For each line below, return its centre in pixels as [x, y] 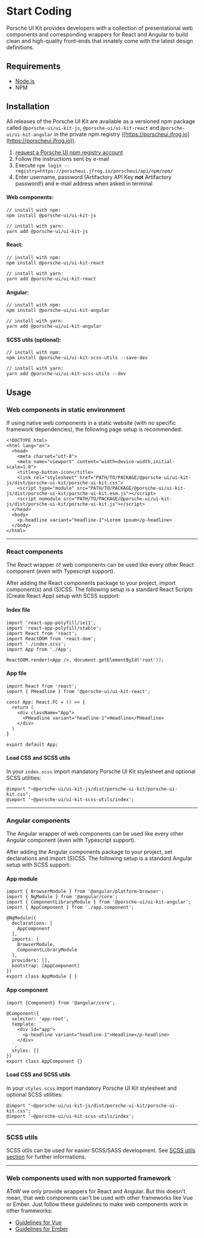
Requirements [33, 66]
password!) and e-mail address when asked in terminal [84, 183]
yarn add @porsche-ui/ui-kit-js [47, 231]
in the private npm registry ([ [90, 134]
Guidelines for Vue [38, 1223]
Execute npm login [38, 165]
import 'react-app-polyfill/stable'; [54, 628]
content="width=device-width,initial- [126, 462]
